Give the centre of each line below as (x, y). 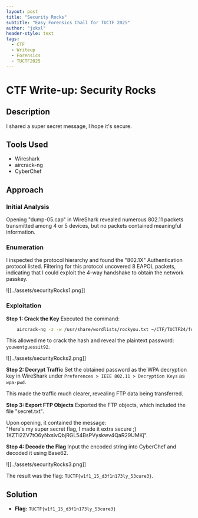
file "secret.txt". (25, 411)
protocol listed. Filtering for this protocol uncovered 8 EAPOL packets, (91, 267)
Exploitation (24, 306)
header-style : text (30, 34)
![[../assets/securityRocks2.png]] (46, 358)
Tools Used (27, 144)
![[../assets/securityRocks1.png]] (46, 290)
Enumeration (25, 247)
